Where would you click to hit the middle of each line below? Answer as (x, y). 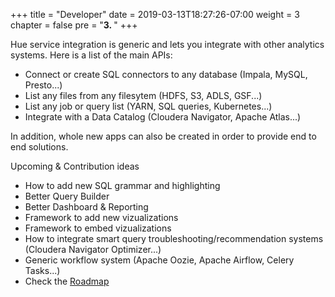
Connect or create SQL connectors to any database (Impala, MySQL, (166, 74)
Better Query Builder (67, 196)
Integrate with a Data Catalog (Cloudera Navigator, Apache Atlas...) (163, 117)
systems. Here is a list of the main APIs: (91, 55)
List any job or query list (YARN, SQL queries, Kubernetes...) (148, 106)
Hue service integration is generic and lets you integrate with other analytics (167, 44)
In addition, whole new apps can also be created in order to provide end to (163, 136)
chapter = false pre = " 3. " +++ (74, 25)
